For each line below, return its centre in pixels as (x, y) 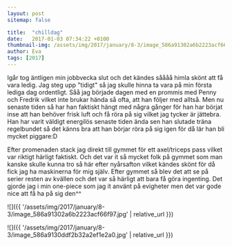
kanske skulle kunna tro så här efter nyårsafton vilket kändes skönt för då (111, 164)
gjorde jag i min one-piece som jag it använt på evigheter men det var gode (114, 186)
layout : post (26, 13)
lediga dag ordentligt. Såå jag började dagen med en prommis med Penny (112, 92)
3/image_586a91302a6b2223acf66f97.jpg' (68, 214)
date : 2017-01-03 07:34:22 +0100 (58, 39)
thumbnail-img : (29, 45)
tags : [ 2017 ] (26, 58)
